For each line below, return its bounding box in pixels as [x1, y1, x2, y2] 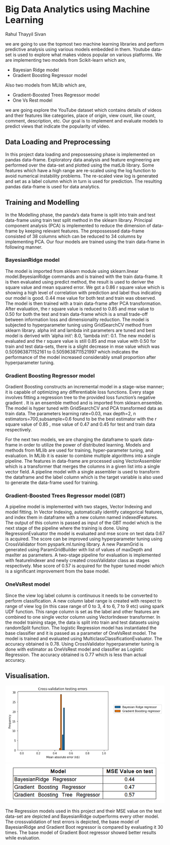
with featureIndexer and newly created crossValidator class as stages [5, 557, 150, 564]
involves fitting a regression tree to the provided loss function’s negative [5, 394, 156, 400]
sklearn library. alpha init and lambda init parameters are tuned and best [5, 327, 155, 333]
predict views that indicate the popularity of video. [5, 123, 110, 129]
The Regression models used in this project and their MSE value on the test [5, 808, 162, 814]
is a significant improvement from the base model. [5, 568, 110, 574]
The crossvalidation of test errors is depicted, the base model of [5, 819, 139, 825]
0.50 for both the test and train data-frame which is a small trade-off [5, 311, 148, 317]
